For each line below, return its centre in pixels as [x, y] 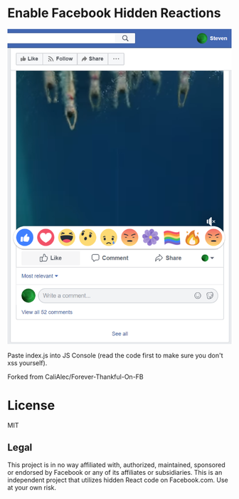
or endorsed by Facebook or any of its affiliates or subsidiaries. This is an [115, 472]
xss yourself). [27, 363]
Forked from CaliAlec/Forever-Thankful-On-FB [75, 377]
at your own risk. [32, 487]
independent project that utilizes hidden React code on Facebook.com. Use [118, 480]
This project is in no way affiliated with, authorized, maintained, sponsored [116, 465]
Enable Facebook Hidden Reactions [114, 13]
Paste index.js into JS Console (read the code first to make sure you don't [115, 355]
